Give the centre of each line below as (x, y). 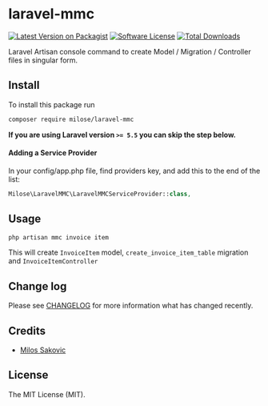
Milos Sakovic (43, 350)
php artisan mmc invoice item (59, 237)
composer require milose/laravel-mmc (71, 119)
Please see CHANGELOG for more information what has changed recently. (131, 306)
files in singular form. (43, 60)
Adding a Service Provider (53, 153)
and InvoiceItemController (53, 261)
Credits (27, 330)
